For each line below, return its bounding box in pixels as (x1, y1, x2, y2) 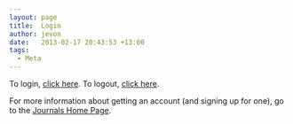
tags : (9, 46, 29, 55)
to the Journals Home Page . (9, 105, 112, 115)
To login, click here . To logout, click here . (9, 79, 160, 89)
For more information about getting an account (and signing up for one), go (9, 96, 284, 106)
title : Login (9, 21, 62, 30)
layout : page (9, 12, 58, 22)
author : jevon (9, 29, 62, 38)
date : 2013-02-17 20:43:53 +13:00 (9, 37, 145, 47)
